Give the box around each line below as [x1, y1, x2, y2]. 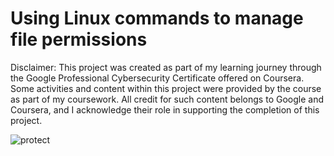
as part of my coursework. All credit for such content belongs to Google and [10, 93, 324, 105]
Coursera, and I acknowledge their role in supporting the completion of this [10, 103, 320, 116]
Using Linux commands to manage [10, 7, 304, 30]
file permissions [10, 28, 148, 51]
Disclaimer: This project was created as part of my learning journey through [10, 61, 322, 73]
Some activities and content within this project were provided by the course [10, 82, 322, 94]
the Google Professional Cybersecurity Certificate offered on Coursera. [10, 72, 305, 84]
